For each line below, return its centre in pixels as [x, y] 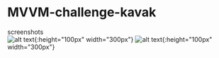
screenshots [26, 32]
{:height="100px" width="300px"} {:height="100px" [123, 39]
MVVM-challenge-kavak [82, 12]
